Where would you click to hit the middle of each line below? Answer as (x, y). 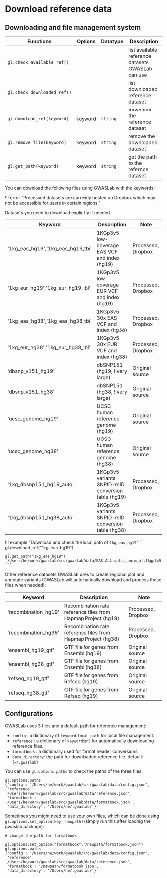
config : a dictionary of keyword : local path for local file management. (83, 735)
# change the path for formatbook (41, 835)
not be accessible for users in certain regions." (53, 203)
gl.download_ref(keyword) (38, 119)
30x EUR (107, 344)
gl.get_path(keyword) (33, 166)
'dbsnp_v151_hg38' (31, 392)
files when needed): (26, 585)
